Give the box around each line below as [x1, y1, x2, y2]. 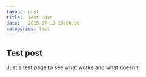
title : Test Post [6, 14, 53, 20]
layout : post [6, 8, 39, 15]
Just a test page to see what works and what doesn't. [6, 64, 141, 71]
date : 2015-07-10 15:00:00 [6, 20, 80, 26]
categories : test [6, 25, 50, 32]
